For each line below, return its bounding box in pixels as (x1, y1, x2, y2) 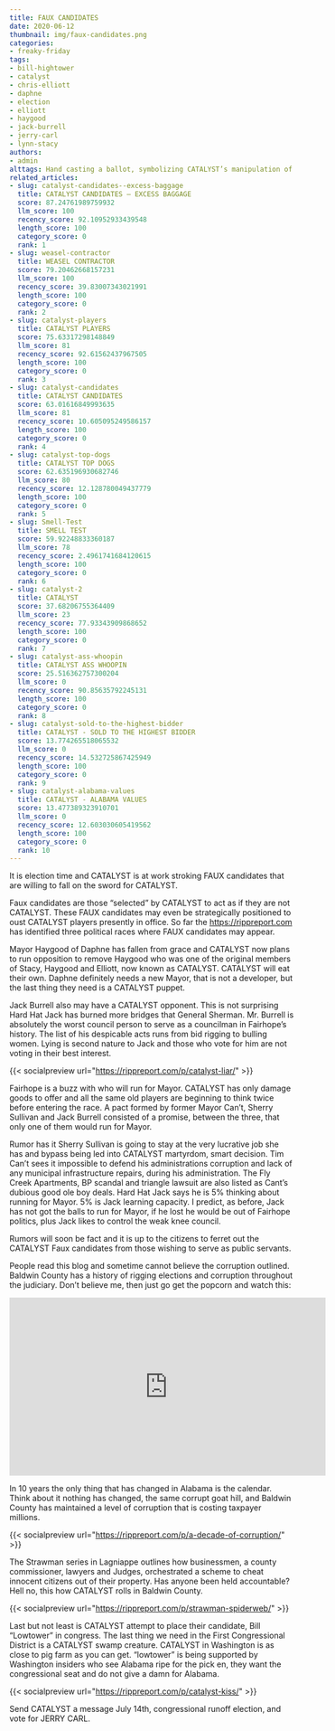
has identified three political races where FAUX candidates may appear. (9, 926, 275, 937)
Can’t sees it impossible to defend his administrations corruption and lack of (9, 1159, 293, 1169)
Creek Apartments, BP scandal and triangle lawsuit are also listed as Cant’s (9, 1178, 289, 1188)
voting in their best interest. (9, 1048, 112, 1059)
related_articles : (9, 173, 79, 182)
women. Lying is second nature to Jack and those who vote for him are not (9, 1038, 287, 1049)
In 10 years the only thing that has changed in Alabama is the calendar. (9, 1483, 273, 1494)
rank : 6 (17, 576, 47, 586)
